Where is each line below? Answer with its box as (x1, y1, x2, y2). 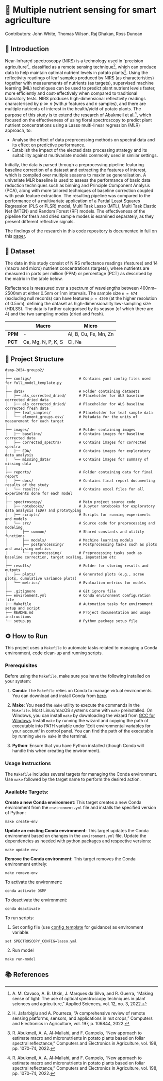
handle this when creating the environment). (12, 748, 101, 754)
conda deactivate (5, 907, 40, 911)
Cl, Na (67, 338, 82, 345)
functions (5, 534, 25, 539)
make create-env (5, 819, 38, 824)
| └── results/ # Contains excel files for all (5, 487, 145, 492)
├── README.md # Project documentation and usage (5, 610, 151, 615)
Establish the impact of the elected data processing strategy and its (12, 147, 147, 153)
